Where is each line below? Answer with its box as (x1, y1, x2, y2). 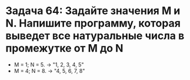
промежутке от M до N (5, 42, 124, 55)
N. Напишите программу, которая (5, 16, 181, 30)
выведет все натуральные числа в (5, 29, 185, 42)
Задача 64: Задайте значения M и (5, 4, 181, 18)
